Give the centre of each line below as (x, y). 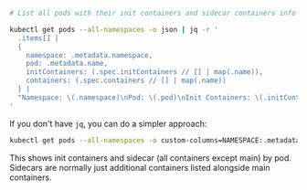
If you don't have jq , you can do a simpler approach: (108, 123)
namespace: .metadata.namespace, (90, 55)
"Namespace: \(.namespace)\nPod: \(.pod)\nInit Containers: (134, 97)
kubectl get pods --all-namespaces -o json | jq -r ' (114, 29)
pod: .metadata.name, (67, 64)
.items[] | (38, 38)
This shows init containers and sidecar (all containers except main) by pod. (151, 158)
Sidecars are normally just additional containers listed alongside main (140, 167)
